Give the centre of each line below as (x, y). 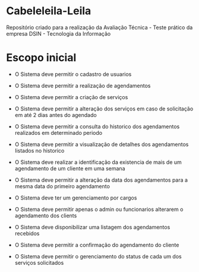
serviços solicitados (39, 262)
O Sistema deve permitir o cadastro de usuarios (73, 74)
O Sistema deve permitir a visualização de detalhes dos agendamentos (102, 144)
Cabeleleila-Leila (49, 11)
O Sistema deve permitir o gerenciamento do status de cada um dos (98, 256)
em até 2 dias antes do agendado (56, 115)
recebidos (27, 233)
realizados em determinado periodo (59, 132)
